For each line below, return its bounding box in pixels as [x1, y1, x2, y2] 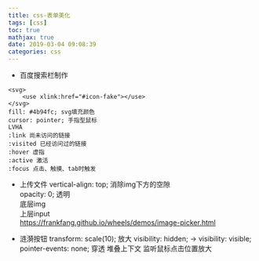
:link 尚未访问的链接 [8, 132, 71, 140]
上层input [19, 209, 50, 218]
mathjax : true [8, 33, 55, 42]
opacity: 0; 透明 [19, 190, 71, 198]
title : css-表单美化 [8, 11, 71, 20]
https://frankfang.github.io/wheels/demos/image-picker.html [19, 218, 216, 227]
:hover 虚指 [8, 148, 45, 156]
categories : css [8, 48, 61, 56]
